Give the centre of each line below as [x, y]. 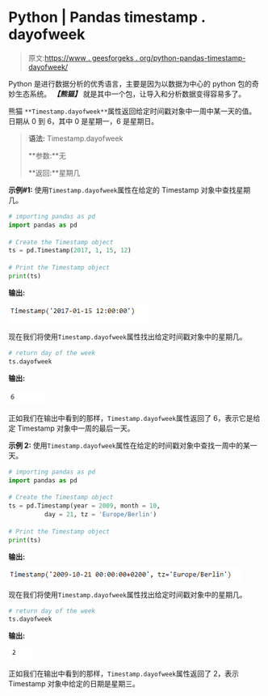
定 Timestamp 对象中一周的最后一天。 [71, 428]
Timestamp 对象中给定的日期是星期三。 [74, 684]
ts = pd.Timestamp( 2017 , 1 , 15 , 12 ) [70, 251]
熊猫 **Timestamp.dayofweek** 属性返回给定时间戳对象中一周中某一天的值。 [132, 111]
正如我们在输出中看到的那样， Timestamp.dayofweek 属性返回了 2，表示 [124, 674]
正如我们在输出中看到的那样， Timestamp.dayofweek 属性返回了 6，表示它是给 [134, 418]
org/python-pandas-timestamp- [193, 57]
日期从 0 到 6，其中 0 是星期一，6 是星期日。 [84, 121]
